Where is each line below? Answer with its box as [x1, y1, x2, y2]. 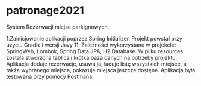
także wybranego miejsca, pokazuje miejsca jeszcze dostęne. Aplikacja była [6, 66, 196, 73]
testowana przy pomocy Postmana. [6, 73, 94, 80]
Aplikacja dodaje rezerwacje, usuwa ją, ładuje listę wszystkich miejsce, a [6, 60, 187, 67]
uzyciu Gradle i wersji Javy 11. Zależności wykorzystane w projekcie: [6, 41, 176, 48]
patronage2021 [6, 4, 84, 17]
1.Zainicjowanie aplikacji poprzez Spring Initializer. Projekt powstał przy [6, 35, 182, 42]
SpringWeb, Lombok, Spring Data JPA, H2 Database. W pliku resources [6, 47, 184, 54]
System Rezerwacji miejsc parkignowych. [6, 23, 110, 30]
